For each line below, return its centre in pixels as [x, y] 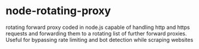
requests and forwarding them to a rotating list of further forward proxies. [96, 33]
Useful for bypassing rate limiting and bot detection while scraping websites [99, 40]
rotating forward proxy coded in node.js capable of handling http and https [98, 27]
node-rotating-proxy [58, 11]
